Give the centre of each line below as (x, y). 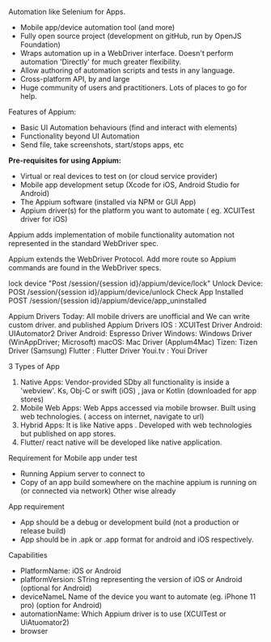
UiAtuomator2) (45, 622)
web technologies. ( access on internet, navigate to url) (112, 417)
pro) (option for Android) (61, 605)
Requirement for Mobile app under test (73, 458)
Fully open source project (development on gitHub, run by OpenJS (131, 36)
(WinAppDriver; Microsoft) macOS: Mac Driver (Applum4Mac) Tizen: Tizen (133, 342)
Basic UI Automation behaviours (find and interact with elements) (129, 128)
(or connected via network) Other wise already (98, 491)
